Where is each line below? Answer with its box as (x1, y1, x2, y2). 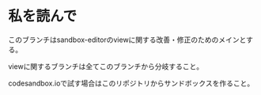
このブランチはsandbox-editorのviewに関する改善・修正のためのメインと (8, 35, 247, 44)
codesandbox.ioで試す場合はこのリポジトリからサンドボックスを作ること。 (8, 78, 255, 88)
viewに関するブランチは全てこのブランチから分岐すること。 (8, 61, 204, 71)
